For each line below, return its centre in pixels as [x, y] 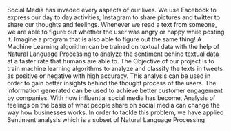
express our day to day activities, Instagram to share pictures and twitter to [114, 17]
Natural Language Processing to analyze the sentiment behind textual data [113, 54]
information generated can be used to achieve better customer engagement [115, 90]
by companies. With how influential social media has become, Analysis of [111, 98]
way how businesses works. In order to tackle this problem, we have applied [115, 112]
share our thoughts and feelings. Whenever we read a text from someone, [112, 24]
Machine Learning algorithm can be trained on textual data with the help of [113, 47]
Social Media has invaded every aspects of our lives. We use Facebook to [112, 10]
